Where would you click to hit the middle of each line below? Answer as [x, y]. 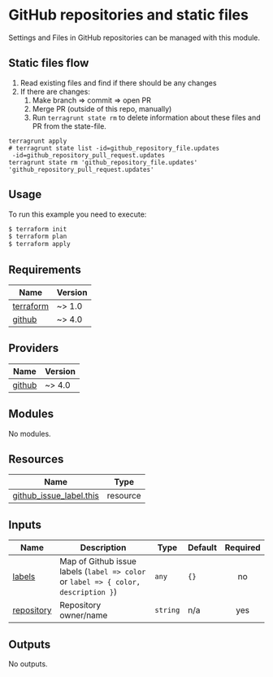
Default [203, 547]
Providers [34, 348]
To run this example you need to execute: [78, 214]
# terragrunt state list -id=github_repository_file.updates [114, 148]
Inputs [25, 524]
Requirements [45, 269]
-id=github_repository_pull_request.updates [88, 155]
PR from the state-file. [69, 126]
